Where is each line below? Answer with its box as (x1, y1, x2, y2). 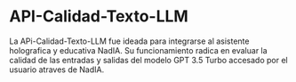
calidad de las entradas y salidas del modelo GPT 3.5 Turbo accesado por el (9, 54, 289, 65)
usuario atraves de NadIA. (9, 64, 105, 75)
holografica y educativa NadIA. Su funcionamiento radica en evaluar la (9, 45, 268, 55)
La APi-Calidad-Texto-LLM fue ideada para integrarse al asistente (9, 36, 250, 46)
